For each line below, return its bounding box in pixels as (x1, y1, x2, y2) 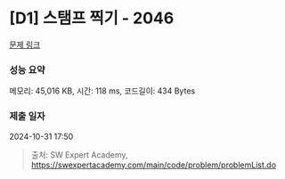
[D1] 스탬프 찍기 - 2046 (9, 8, 175, 28)
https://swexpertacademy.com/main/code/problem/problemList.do (30, 159, 277, 170)
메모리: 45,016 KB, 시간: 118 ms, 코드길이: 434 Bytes (9, 85, 196, 96)
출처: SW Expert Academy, (30, 149, 128, 160)
